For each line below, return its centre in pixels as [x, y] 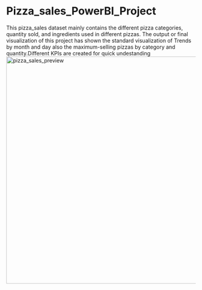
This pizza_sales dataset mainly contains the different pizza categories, [95, 28]
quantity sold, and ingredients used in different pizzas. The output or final [97, 34]
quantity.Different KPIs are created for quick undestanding [78, 53]
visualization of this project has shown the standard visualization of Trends [99, 40]
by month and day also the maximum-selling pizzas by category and [91, 47]
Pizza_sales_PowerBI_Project [81, 11]
